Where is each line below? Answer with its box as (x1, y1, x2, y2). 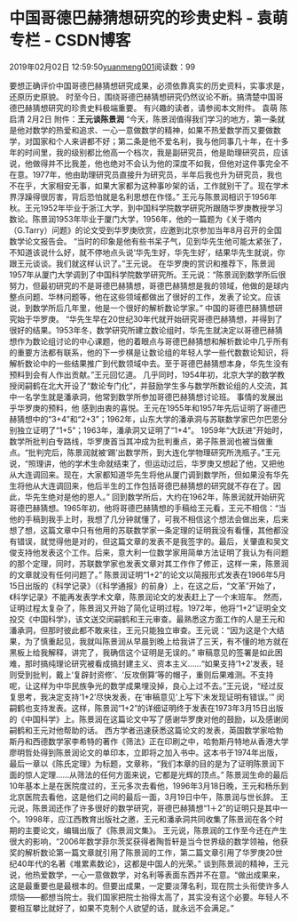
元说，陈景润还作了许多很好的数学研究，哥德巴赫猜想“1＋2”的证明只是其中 (9, 802, 281, 814)
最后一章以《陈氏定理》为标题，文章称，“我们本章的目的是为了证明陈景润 (9, 758, 278, 769)
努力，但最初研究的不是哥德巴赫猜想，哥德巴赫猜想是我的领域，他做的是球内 (9, 280, 289, 291)
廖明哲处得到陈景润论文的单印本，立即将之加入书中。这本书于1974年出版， (9, 747, 283, 758)
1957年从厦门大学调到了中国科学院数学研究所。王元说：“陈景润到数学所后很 (9, 269, 286, 280)
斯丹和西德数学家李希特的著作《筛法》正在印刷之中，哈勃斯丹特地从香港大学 (9, 735, 289, 747)
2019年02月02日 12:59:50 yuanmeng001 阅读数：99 (9, 61, 196, 72)
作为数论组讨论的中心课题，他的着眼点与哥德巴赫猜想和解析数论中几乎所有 (16, 335, 289, 347)
